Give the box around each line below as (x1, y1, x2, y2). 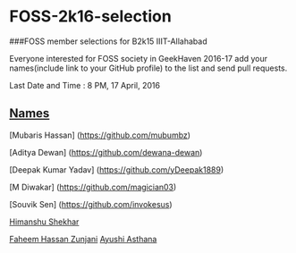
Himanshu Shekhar (9, 216, 80, 227)
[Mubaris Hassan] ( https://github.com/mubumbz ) (9, 130, 190, 140)
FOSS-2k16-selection (9, 6, 172, 27)
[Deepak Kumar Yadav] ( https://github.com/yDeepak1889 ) (9, 164, 224, 175)
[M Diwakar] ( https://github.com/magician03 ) (9, 181, 177, 192)
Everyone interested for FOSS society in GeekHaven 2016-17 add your (9, 53, 268, 63)
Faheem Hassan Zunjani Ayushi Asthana (9, 233, 157, 244)
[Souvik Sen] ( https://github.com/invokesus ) (9, 198, 173, 209)
